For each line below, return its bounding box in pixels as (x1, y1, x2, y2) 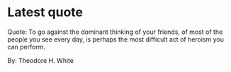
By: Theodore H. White (7, 56, 74, 64)
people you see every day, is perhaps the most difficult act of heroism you (7, 35, 225, 43)
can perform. (7, 42, 46, 51)
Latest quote (7, 4, 84, 20)
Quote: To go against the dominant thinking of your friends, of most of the (7, 28, 223, 36)
